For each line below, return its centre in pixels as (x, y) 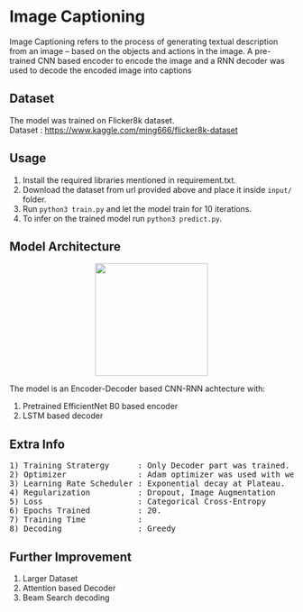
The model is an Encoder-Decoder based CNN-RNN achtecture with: (138, 388)
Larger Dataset (50, 578)
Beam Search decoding (66, 598)
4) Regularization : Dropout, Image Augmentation (143, 493)
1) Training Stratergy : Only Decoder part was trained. (150, 466)
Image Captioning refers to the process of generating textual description (144, 41)
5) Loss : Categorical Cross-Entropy (138, 502)
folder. (34, 199)
